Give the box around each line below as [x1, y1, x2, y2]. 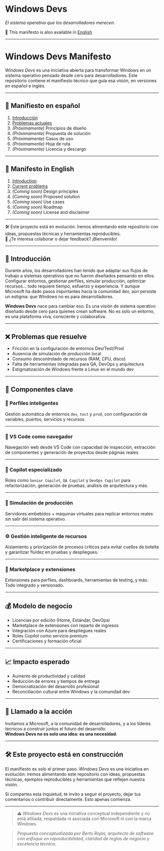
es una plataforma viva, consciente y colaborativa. [5, 314, 106, 319]
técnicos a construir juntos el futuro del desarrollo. [5, 725, 107, 732]
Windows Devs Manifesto [5, 51, 111, 62]
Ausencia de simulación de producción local [12, 351, 102, 357]
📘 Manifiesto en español [5, 102, 81, 110]
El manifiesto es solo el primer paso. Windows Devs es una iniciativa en [5, 766, 149, 771]
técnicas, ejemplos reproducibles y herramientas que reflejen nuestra [5, 776, 145, 782]
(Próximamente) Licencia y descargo [12, 146, 86, 152]
